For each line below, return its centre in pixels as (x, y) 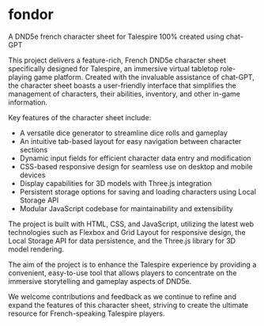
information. (28, 102)
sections (34, 150)
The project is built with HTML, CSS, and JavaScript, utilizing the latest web (131, 224)
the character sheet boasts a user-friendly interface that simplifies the (123, 85)
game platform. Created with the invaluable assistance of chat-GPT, (144, 77)
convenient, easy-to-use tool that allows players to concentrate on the (123, 273)
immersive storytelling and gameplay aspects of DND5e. (100, 281)
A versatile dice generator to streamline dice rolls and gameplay (123, 133)
